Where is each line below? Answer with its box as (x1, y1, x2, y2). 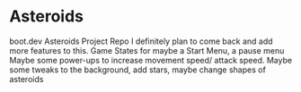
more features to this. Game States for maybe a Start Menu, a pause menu (9, 45, 285, 55)
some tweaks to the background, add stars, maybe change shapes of (9, 64, 267, 75)
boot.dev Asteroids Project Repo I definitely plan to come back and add (9, 36, 273, 46)
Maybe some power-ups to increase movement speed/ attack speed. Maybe (9, 54, 293, 65)
